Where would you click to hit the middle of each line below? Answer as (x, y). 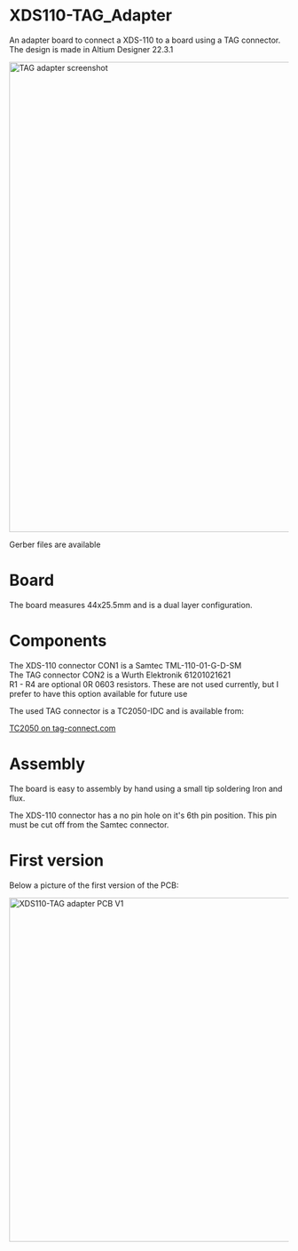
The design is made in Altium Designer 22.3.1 (91, 49)
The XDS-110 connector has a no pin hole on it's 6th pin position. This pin (143, 815)
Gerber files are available (55, 544)
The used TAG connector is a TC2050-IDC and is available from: (126, 710)
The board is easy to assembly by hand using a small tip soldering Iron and (146, 788)
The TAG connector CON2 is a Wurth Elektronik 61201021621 (120, 675)
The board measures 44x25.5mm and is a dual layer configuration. (131, 605)
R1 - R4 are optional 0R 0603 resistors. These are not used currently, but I (144, 684)
